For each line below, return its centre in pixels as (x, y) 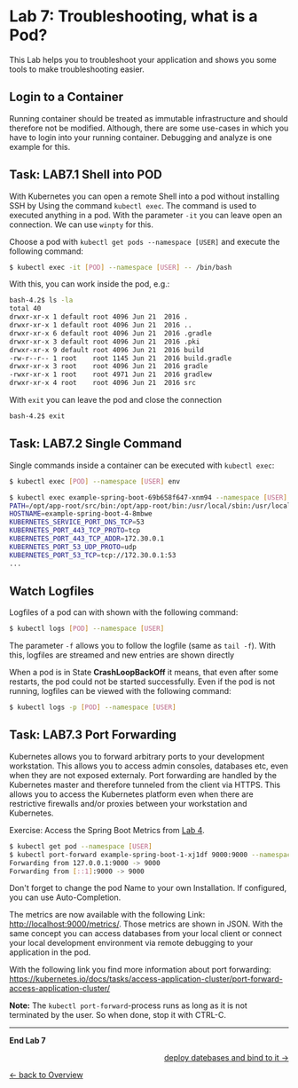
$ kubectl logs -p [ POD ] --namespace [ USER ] (93, 707)
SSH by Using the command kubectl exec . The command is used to (133, 205)
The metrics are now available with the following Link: (107, 915)
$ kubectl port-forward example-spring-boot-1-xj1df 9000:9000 (129, 855)
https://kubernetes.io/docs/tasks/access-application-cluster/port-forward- (146, 979)
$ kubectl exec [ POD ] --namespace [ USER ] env (94, 481)
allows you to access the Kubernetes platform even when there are (132, 794)
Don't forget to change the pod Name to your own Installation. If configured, (148, 888)
